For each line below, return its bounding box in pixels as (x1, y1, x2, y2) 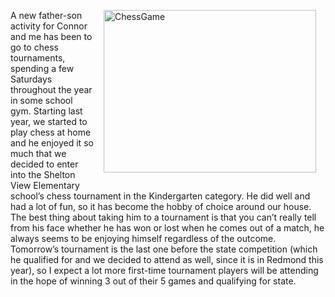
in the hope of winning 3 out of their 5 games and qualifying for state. (10, 275, 297, 287)
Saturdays (10, 73, 53, 85)
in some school (10, 95, 73, 106)
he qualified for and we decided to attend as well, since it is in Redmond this (10, 254, 324, 265)
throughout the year (10, 84, 93, 95)
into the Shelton (10, 169, 76, 180)
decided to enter (10, 158, 79, 170)
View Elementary (10, 180, 80, 191)
